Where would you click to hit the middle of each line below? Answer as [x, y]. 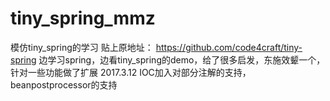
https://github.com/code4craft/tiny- [229, 47]
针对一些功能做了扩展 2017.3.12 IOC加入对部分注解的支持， [131, 72]
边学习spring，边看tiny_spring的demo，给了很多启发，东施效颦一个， [182, 59]
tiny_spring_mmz [83, 18]
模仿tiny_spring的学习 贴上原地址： [82, 47]
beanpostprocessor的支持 [64, 84]
